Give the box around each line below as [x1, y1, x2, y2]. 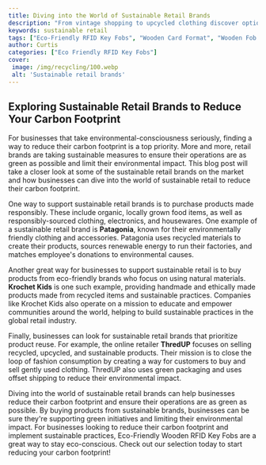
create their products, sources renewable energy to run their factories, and [8, 241, 253, 251]
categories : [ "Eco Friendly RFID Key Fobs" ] [8, 48, 158, 56]
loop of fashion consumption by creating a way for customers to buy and [8, 356, 246, 366]
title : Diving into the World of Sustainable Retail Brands [8, 11, 211, 20]
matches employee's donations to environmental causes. [8, 250, 194, 259]
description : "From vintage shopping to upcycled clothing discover [8, 19, 239, 27]
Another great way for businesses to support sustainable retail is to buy [8, 265, 241, 275]
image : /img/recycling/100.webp [11, 63, 119, 71]
